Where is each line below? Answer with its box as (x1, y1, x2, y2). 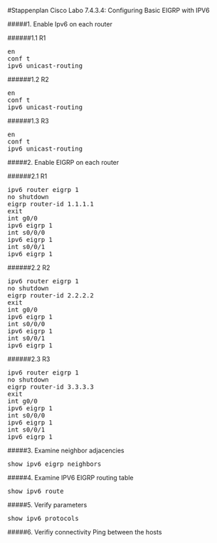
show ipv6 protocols (7, 514, 80, 522)
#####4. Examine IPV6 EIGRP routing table (7, 474, 134, 482)
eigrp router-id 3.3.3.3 (7, 383, 94, 391)
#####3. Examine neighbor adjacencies (7, 446, 125, 455)
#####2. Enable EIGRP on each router (7, 158, 120, 166)
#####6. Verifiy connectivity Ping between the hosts (7, 528, 162, 536)
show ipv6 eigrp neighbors (7, 460, 102, 468)
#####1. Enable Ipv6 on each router (7, 20, 112, 28)
